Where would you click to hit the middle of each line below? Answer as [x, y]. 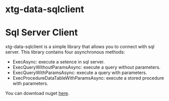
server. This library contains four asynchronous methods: [65, 52]
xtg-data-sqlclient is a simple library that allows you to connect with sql [80, 47]
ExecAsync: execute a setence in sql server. [59, 62]
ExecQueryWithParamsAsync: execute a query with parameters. [80, 73]
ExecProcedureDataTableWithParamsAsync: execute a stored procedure [88, 78]
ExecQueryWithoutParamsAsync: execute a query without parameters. [87, 68]
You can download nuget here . [37, 93]
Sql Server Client [42, 33]
